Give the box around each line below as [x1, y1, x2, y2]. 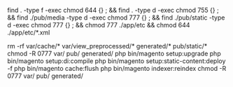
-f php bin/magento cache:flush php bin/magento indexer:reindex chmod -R [7, 65, 227, 72]
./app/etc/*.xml [7, 28, 50, 36]
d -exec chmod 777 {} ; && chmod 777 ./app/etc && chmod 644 [7, 21, 190, 29]
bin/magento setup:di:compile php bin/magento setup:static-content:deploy [7, 57, 226, 65]
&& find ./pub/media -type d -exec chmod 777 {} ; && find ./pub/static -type [7, 13, 225, 22]
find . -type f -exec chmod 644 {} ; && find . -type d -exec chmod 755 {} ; [7, 6, 219, 14]
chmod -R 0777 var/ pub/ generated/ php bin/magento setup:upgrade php [7, 49, 222, 58]
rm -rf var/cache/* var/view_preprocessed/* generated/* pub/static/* [7, 42, 208, 50]
